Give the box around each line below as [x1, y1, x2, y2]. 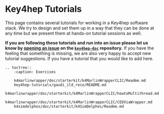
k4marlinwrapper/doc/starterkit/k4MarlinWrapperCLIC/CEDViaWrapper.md [5, 100, 153, 105]
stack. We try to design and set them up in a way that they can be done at [5, 25, 155, 31]
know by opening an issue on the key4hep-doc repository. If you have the [5, 45, 154, 51]
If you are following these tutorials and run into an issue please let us [5, 39, 148, 45]
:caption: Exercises [14, 69, 56, 75]
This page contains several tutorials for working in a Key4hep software [5, 20, 148, 26]
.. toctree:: [5, 65, 32, 70]
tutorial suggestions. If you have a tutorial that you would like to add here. [5, 55, 154, 61]
